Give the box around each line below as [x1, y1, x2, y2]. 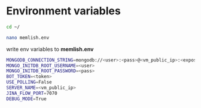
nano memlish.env [6, 35, 50, 41]
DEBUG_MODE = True [6, 95, 47, 102]
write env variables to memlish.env [6, 45, 94, 53]
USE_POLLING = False [6, 79, 52, 85]
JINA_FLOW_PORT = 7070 [6, 90, 58, 96]
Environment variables [6, 4, 121, 18]
